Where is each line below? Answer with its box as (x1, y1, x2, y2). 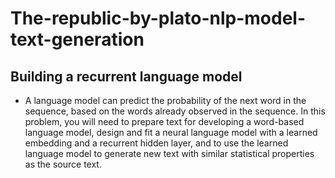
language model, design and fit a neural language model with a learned (24, 127, 318, 138)
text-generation (10, 28, 145, 51)
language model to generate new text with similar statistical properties (24, 148, 315, 159)
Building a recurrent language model (10, 68, 243, 85)
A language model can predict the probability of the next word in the (24, 95, 307, 106)
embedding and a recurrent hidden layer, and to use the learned (24, 137, 289, 149)
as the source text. (24, 158, 102, 170)
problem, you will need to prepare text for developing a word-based (24, 116, 305, 127)
